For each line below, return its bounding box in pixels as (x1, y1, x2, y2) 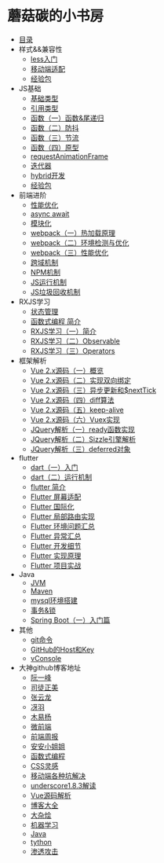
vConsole (30, 653, 62, 663)
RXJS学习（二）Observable (30, 336, 121, 346)
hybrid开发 (30, 171, 66, 180)
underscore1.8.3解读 (30, 780, 97, 790)
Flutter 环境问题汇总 (30, 521, 95, 531)
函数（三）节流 (30, 133, 79, 142)
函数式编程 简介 (30, 316, 82, 326)
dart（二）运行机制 (30, 472, 93, 482)
